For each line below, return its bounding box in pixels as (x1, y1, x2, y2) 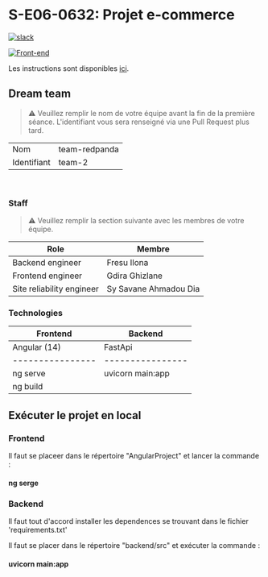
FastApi (104, 342, 133, 353)
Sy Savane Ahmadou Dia (106, 284, 200, 295)
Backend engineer (12, 257, 82, 268)
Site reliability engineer (12, 284, 99, 295)
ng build (12, 381, 43, 392)
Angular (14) (12, 342, 62, 353)
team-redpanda (58, 143, 119, 155)
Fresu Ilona (106, 257, 149, 268)
